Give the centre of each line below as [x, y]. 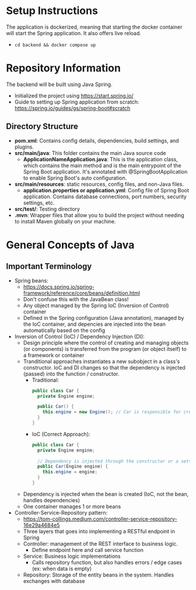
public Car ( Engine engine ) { [73, 467]
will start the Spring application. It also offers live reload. [74, 33]
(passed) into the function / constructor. [71, 374]
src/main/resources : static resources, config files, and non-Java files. [99, 184]
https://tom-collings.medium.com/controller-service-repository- [100, 519]
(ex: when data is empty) [62, 568]
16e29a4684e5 [41, 525]
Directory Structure [42, 127]
